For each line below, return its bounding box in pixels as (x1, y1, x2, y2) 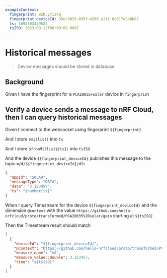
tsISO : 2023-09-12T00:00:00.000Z (9, 26, 79, 31)
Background (5, 78, 44, 86)
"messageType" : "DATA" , (9, 179, 59, 184)
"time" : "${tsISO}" (14, 260, 55, 265)
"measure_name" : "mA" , (14, 250, 61, 256)
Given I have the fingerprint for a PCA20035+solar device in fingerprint (5, 91, 150, 97)
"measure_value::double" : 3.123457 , (14, 255, 90, 260)
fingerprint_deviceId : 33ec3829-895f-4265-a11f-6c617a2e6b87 (9, 16, 139, 21)
